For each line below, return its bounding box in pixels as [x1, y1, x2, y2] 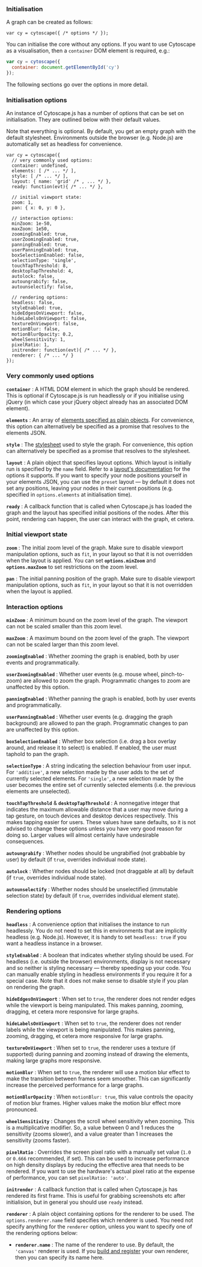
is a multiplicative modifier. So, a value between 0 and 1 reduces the [6, 1124, 174, 1131]
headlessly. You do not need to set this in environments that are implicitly [6, 927, 188, 934]
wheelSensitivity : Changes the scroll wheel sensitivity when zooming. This [6, 1118, 195, 1125]
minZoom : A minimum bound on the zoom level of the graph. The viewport [6, 616, 188, 624]
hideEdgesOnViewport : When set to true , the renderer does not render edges [6, 995, 196, 1003]
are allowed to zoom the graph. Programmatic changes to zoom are [23, 677, 191, 684]
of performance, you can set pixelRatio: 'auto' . [6, 1174, 129, 1181]
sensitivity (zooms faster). [6, 1137, 71, 1144]
